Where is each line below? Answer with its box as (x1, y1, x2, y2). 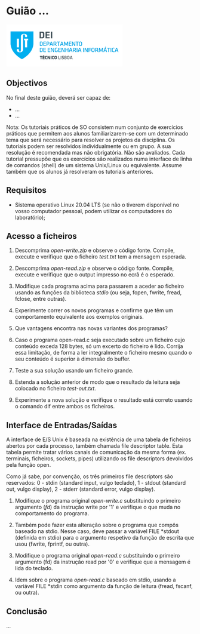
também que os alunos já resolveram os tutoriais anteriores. (6, 168, 153, 175)
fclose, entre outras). (14, 296, 67, 303)
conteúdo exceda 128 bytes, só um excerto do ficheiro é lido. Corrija (14, 343, 183, 350)
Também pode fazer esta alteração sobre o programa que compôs (14, 521, 179, 529)
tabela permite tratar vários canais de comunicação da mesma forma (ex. (6, 449, 187, 456)
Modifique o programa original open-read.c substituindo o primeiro (14, 552, 180, 559)
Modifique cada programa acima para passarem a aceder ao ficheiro (14, 282, 184, 290)
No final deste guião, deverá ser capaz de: (6, 94, 111, 101)
